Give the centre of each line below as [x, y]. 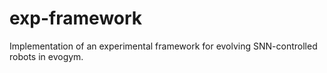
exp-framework [76, 18]
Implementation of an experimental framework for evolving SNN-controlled [163, 46]
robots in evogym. [46, 56]
